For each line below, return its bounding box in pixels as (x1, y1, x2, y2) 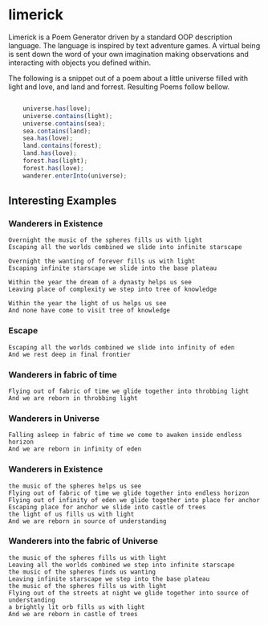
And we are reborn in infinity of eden (8, 445, 142, 453)
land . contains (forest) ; (22, 142, 103, 150)
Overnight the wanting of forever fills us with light (8, 257, 196, 266)
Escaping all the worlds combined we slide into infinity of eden (8, 343, 235, 351)
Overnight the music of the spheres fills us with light (8, 236, 203, 244)
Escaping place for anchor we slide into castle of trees (8, 503, 206, 511)
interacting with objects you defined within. (8, 58, 151, 67)
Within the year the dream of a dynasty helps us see (8, 279, 193, 287)
